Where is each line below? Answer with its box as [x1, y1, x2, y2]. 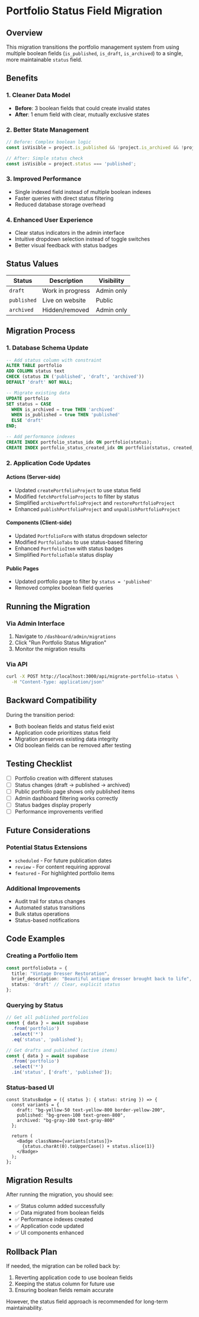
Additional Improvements [6, 884, 81, 892]
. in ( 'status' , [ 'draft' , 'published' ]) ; [11, 1069, 113, 1076]
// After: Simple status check [6, 155, 84, 161]
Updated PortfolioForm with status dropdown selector [14, 532, 148, 540]
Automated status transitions [14, 904, 85, 911]
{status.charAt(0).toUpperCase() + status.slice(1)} [21, 1143, 155, 1150]
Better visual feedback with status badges [14, 242, 118, 249]
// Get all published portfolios [6, 1015, 89, 1021]
